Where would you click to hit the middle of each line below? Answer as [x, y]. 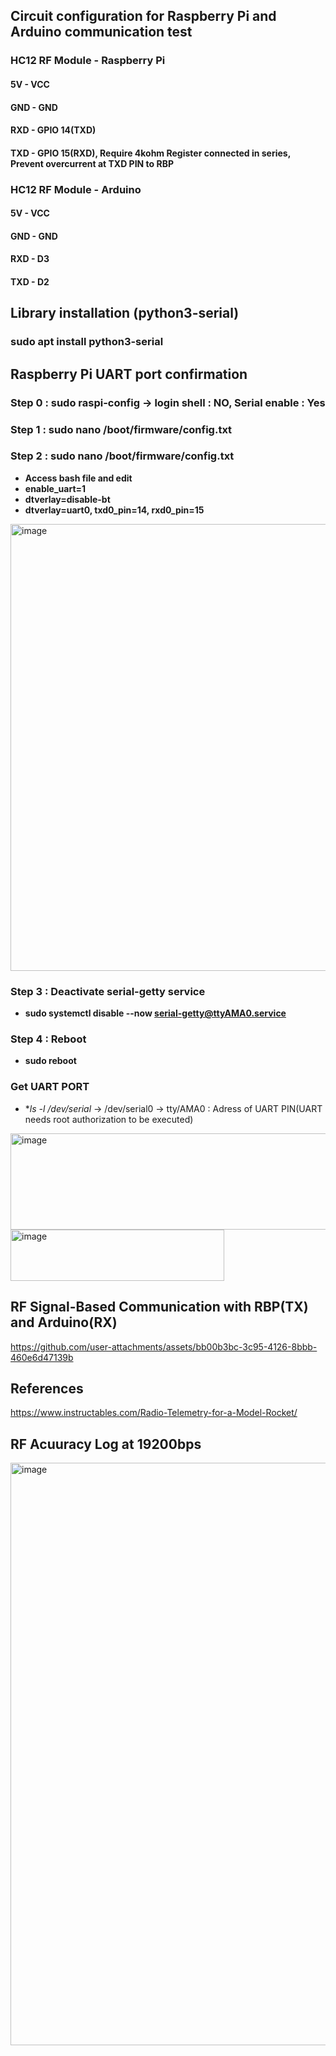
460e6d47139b [42, 1357]
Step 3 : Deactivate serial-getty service [108, 991]
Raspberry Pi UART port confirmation [129, 374]
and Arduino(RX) [64, 1322]
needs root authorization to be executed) [109, 1119]
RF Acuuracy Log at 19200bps [106, 1444]
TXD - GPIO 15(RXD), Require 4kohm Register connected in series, [150, 153]
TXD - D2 [30, 281]
